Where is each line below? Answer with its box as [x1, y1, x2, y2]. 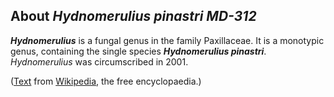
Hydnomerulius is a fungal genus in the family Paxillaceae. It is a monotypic [10, 34, 325, 46]
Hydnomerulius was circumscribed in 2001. [10, 55, 189, 68]
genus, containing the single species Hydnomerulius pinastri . [10, 45, 267, 57]
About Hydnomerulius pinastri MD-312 [10, 8, 257, 25]
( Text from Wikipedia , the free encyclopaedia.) [10, 75, 202, 87]
